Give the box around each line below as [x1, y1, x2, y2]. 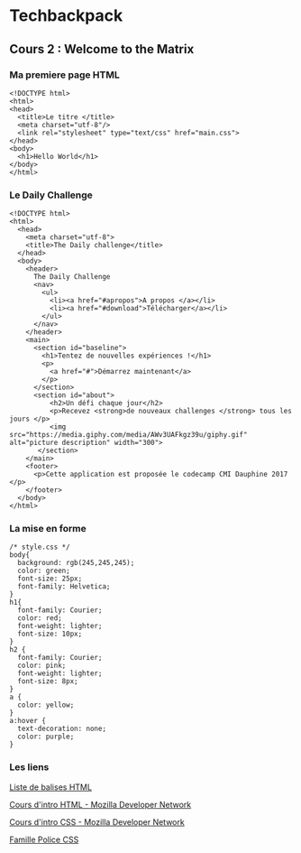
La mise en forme [9, 523, 87, 535]
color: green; [17, 566, 70, 576]
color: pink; [17, 661, 67, 671]
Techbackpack [9, 5, 123, 26]
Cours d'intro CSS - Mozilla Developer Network [9, 816, 185, 827]
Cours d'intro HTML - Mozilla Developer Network [9, 799, 192, 810]
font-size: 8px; [17, 677, 78, 686]
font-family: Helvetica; [17, 582, 111, 591]
